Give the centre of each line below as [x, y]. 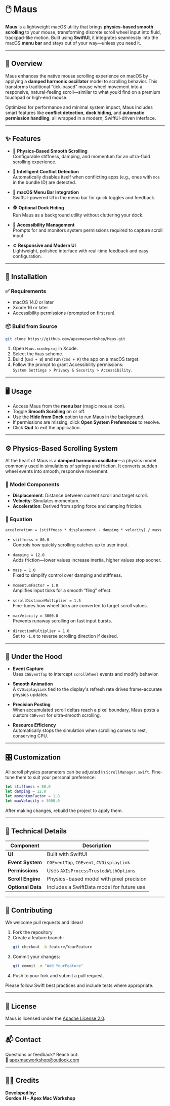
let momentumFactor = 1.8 [32, 796]
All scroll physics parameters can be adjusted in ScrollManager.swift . [78, 772]
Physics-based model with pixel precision [97, 878]
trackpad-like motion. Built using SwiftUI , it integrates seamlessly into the [82, 38]
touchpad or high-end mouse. [36, 97]
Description [97, 845]
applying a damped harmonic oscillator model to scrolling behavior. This [81, 81]
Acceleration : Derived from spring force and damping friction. [77, 506]
